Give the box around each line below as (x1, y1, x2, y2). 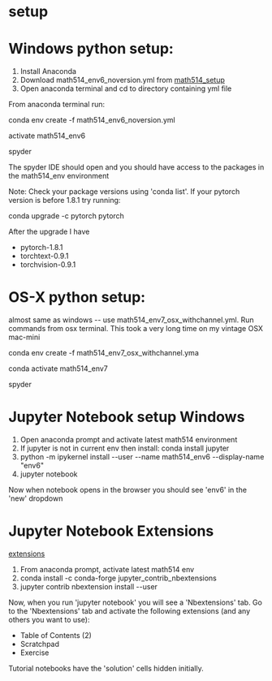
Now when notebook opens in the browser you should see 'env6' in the (8, 485, 248, 494)
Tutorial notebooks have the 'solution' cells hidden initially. (8, 663, 205, 673)
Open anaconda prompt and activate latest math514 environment (19, 435, 238, 444)
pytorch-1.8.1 (19, 243, 63, 252)
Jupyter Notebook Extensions (8, 522, 214, 541)
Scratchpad (19, 639, 59, 649)
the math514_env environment (8, 171, 110, 181)
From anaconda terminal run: (8, 100, 106, 110)
